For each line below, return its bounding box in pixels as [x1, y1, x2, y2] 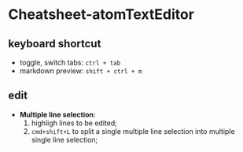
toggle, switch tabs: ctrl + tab [19, 57, 121, 67]
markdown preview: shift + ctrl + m [19, 66, 142, 76]
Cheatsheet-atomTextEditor [8, 6, 195, 24]
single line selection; [31, 135, 98, 144]
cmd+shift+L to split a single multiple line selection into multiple [31, 126, 235, 135]
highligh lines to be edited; [31, 118, 118, 128]
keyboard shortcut [8, 37, 101, 50]
